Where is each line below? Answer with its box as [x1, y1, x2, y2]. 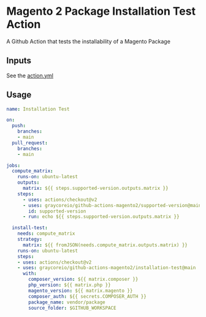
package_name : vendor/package [28, 299, 105, 305]
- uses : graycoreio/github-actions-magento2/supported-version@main [22, 202, 202, 208]
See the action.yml [6, 72, 54, 79]
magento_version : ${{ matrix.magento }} [28, 288, 133, 294]
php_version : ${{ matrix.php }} [28, 282, 112, 288]
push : [12, 123, 26, 129]
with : [22, 270, 37, 277]
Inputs [6, 55, 32, 66]
